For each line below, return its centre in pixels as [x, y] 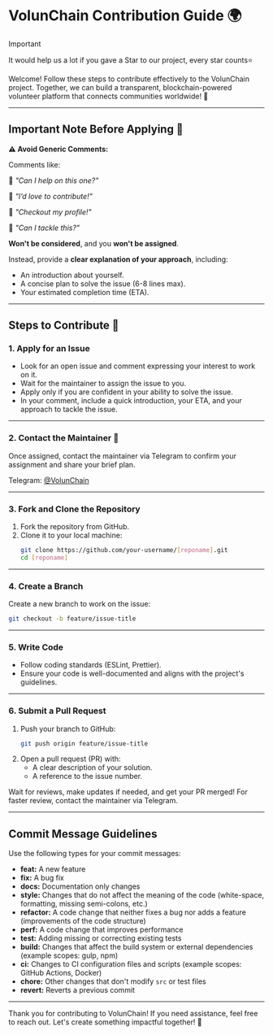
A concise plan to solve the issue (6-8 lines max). [103, 283]
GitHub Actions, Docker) [61, 973]
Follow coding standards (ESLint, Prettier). [91, 665]
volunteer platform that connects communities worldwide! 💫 [108, 96]
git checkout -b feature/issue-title [72, 619]
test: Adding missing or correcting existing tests [101, 938]
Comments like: [35, 164]
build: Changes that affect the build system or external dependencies [136, 947]
